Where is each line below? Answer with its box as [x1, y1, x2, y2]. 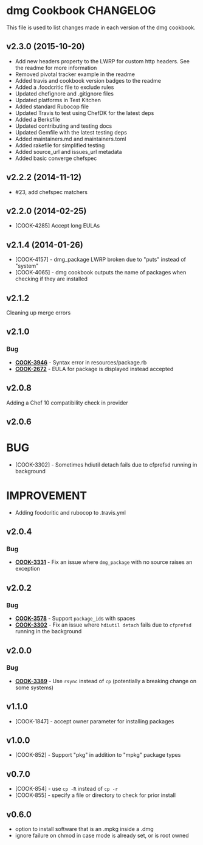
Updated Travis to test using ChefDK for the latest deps [15, 109, 154, 116]
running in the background [15, 628, 82, 635]
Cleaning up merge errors [6, 309, 71, 316]
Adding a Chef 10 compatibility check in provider [6, 399, 129, 406]
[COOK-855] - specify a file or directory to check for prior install [15, 791, 176, 799]
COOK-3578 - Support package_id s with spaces [15, 615, 136, 622]
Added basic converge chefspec [15, 155, 97, 162]
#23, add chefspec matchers [15, 188, 88, 195]
